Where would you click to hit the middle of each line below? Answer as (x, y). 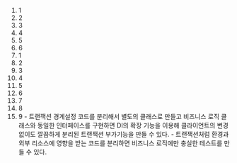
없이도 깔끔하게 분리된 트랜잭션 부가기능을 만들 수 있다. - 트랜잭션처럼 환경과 (123, 134)
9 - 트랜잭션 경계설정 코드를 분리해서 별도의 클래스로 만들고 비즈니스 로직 (119, 117)
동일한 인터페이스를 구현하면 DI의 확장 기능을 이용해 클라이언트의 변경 (133, 125)
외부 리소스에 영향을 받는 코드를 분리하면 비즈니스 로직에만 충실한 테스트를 (120, 143)
